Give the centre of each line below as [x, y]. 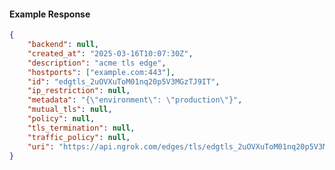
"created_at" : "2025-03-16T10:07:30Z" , [110, 53]
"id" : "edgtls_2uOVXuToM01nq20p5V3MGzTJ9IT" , [124, 81]
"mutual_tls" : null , [70, 110]
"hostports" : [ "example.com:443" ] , [101, 72]
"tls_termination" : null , [81, 128]
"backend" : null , [63, 45]
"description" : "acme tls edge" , [97, 63]
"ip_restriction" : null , [79, 91]
